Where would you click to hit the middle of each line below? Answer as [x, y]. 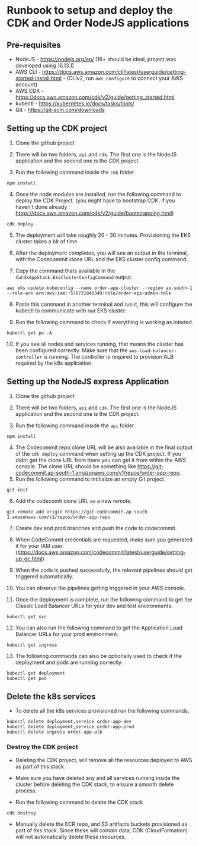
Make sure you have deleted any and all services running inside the [97, 778]
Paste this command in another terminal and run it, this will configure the [104, 304]
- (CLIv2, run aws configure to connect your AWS [123, 78]
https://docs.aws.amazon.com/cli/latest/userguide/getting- [114, 72]
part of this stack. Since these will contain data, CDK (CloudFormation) [102, 830]
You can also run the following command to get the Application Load [99, 628]
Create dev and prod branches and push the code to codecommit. [96, 528]
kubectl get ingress [32, 645]
